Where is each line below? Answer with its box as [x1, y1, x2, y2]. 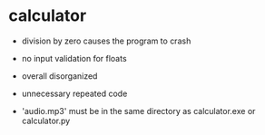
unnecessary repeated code [21, 88, 128, 99]
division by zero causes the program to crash [21, 35, 191, 46]
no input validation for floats [21, 53, 128, 63]
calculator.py [21, 115, 71, 126]
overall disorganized [21, 70, 98, 82]
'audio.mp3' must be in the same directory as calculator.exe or [21, 105, 256, 116]
